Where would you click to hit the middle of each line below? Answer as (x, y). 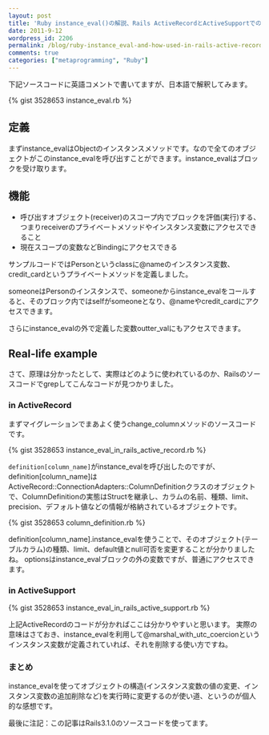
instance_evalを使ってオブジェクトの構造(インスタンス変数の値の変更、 (126, 686)
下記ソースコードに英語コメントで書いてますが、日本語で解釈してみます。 (130, 84)
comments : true (34, 53)
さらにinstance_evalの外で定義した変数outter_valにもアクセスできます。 (127, 328)
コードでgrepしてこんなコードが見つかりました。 (96, 384)
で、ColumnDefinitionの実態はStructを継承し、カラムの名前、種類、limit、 (130, 496)
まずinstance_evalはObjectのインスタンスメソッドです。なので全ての (122, 148)
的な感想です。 (33, 706)
